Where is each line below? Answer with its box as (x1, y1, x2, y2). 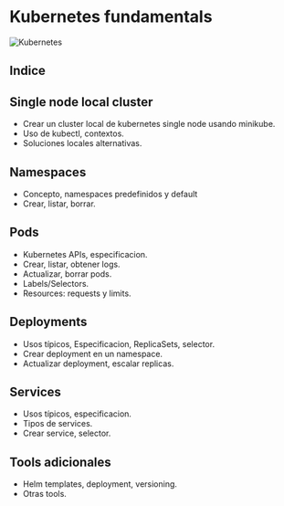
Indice (9, 63, 46, 79)
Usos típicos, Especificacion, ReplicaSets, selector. (22, 338, 216, 349)
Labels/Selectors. (22, 278, 89, 289)
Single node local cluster (9, 94, 153, 110)
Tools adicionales (9, 454, 111, 469)
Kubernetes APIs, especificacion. (22, 248, 148, 259)
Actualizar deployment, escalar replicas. (22, 358, 174, 369)
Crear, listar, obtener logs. (22, 258, 121, 269)
